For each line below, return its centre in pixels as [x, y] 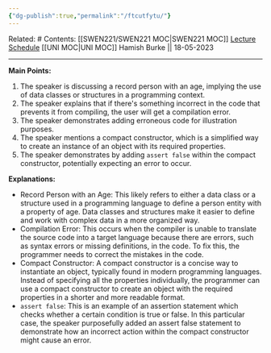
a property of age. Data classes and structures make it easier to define [138, 211]
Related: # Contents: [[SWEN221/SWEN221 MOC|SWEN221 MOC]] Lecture [132, 39]
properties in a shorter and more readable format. [102, 297]
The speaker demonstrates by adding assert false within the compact [138, 155]
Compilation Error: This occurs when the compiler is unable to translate [138, 228]
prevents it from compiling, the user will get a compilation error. [125, 112]
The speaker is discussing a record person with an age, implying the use [141, 86]
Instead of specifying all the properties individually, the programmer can [140, 280]
